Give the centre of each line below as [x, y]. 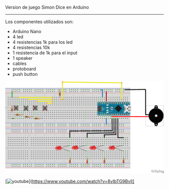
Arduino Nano [27, 31]
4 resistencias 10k [31, 48]
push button [25, 74]
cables [19, 63]
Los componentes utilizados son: [39, 22]
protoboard [24, 69]
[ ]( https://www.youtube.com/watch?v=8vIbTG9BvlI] [70, 181]
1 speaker [22, 58]
